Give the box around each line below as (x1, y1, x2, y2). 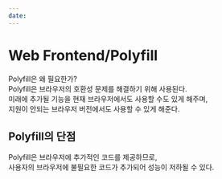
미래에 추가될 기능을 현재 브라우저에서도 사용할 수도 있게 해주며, (8, 94, 208, 104)
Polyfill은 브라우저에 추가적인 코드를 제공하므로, (8, 153, 158, 162)
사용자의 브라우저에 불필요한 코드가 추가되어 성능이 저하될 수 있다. (8, 162, 215, 173)
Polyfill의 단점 (8, 129, 76, 143)
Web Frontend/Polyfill (8, 46, 158, 64)
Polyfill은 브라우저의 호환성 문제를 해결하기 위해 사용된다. (8, 83, 187, 93)
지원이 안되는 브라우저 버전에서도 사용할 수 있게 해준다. (8, 104, 180, 113)
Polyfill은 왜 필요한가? (8, 74, 78, 83)
